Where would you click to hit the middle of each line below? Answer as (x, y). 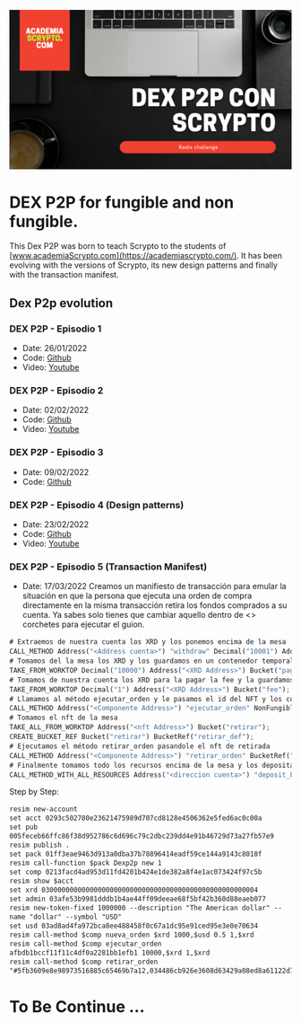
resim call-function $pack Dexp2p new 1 (86, 863)
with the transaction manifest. (64, 275)
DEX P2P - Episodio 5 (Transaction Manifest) (108, 567)
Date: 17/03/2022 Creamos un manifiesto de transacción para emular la (154, 586)
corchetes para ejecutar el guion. (83, 624)
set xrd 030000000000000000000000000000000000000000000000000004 (133, 890)
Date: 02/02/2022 (56, 410)
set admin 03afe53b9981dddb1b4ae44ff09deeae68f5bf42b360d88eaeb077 (138, 899)
